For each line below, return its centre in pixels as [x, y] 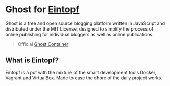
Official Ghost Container [43, 44]
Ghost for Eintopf [42, 9]
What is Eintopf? [32, 60]
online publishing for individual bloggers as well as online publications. [80, 34]
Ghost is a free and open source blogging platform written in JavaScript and [85, 23]
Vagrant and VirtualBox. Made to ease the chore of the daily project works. [84, 78]
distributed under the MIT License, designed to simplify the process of [79, 28]
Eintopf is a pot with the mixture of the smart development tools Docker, [81, 72]
